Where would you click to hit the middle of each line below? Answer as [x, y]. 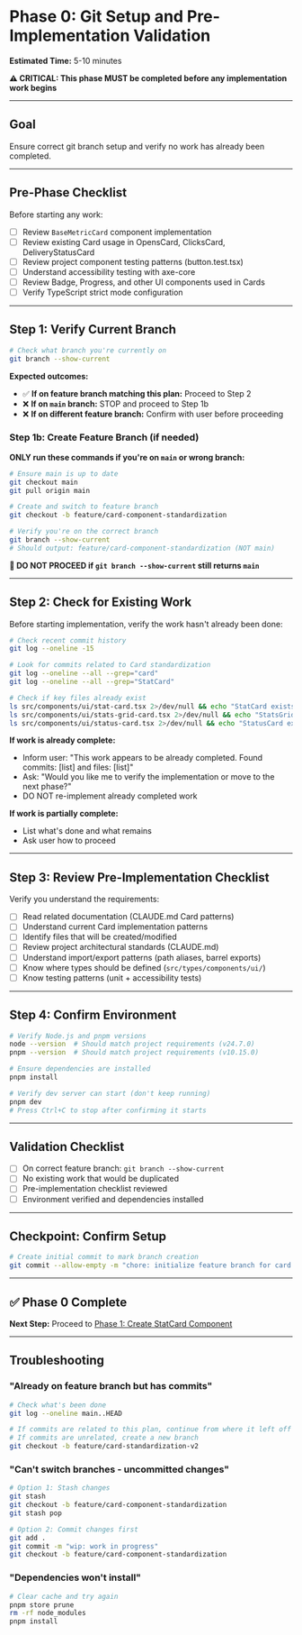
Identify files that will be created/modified [99, 937]
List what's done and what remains [87, 831]
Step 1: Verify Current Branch [93, 329]
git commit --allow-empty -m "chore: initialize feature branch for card [151, 1265]
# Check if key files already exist [78, 698]
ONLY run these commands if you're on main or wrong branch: [127, 457]
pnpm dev [26, 1101]
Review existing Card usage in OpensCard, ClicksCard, [124, 242]
